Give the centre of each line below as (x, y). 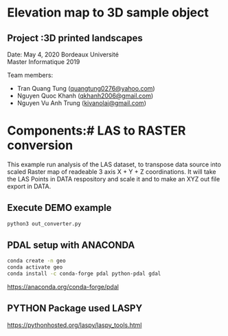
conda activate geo (35, 267)
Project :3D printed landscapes (75, 38)
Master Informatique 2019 (44, 62)
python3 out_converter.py (44, 224)
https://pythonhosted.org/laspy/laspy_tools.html (75, 325)
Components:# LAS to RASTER (96, 131)
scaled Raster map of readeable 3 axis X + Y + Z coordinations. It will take (112, 171)
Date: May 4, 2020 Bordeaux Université (63, 54)
